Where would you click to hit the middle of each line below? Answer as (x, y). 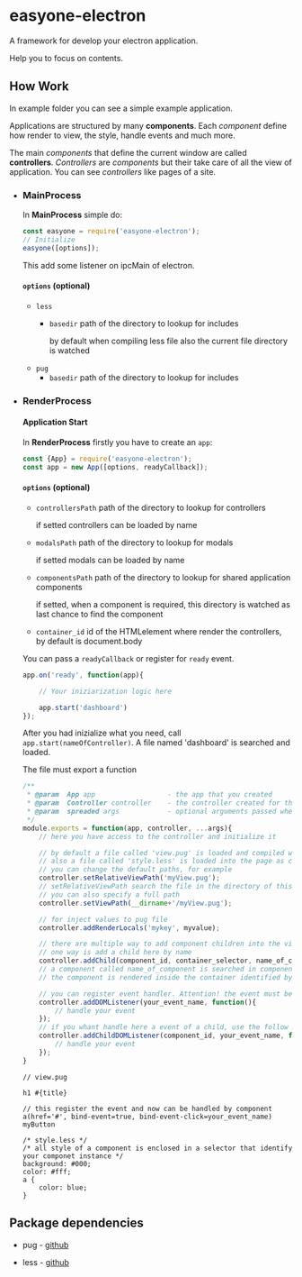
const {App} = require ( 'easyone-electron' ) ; (107, 459)
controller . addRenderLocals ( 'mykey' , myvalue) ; (129, 928)
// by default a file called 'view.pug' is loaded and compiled (162, 853)
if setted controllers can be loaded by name (116, 524)
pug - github (45, 1245)
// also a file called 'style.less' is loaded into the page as (162, 862)
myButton (39, 1124)
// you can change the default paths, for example (136, 870)
